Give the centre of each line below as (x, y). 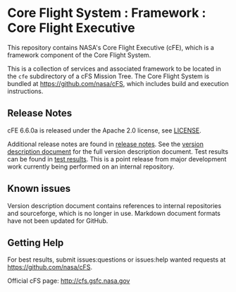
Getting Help (36, 242)
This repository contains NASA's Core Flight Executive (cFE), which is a (111, 47)
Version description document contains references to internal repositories (114, 205)
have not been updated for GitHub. (58, 221)
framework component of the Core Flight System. (79, 55)
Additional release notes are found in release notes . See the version (106, 144)
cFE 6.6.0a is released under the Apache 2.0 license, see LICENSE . (105, 130)
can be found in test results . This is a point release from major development (117, 159)
